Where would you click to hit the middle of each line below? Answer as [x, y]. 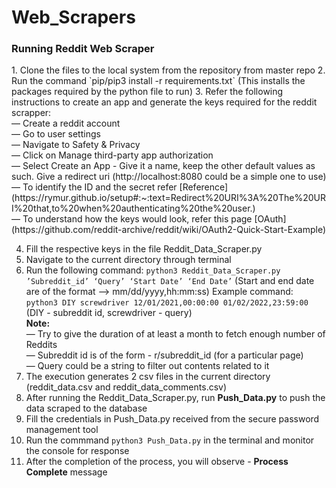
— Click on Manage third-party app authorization [112, 155]
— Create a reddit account [66, 123]
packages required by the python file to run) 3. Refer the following [147, 92]
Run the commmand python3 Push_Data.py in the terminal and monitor [170, 440]
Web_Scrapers [73, 17]
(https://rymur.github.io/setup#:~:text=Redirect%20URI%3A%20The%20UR [168, 198]
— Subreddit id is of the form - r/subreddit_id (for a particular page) [164, 355]
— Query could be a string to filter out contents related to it [147, 366]
